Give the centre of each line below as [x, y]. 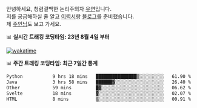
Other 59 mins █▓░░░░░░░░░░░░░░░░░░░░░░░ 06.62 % [98, 87]
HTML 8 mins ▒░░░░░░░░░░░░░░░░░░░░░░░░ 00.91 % [98, 99]
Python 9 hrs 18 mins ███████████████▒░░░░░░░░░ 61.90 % [98, 77]
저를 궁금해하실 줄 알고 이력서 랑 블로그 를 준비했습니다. [70, 16]
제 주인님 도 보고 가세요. [34, 24]
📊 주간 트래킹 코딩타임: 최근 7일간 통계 [52, 63]
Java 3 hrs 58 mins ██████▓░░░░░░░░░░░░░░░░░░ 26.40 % [98, 82]
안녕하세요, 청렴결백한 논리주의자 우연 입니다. [59, 9]
